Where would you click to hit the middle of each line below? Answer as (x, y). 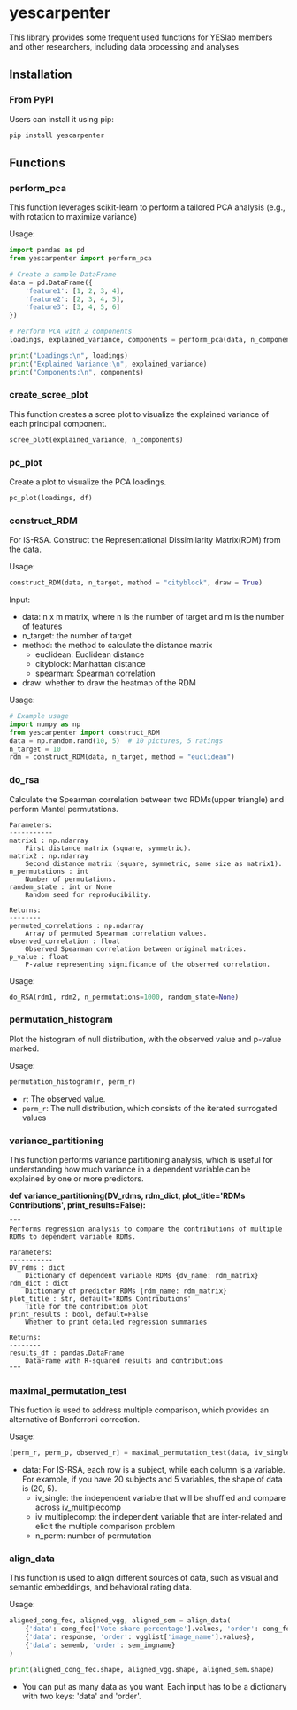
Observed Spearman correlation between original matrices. (136, 949)
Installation (41, 75)
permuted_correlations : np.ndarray (76, 925)
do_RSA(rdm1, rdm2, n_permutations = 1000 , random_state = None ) (124, 997)
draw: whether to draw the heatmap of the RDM (109, 683)
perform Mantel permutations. (64, 809)
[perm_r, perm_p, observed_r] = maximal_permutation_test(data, (130, 1453)
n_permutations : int (49, 871)
